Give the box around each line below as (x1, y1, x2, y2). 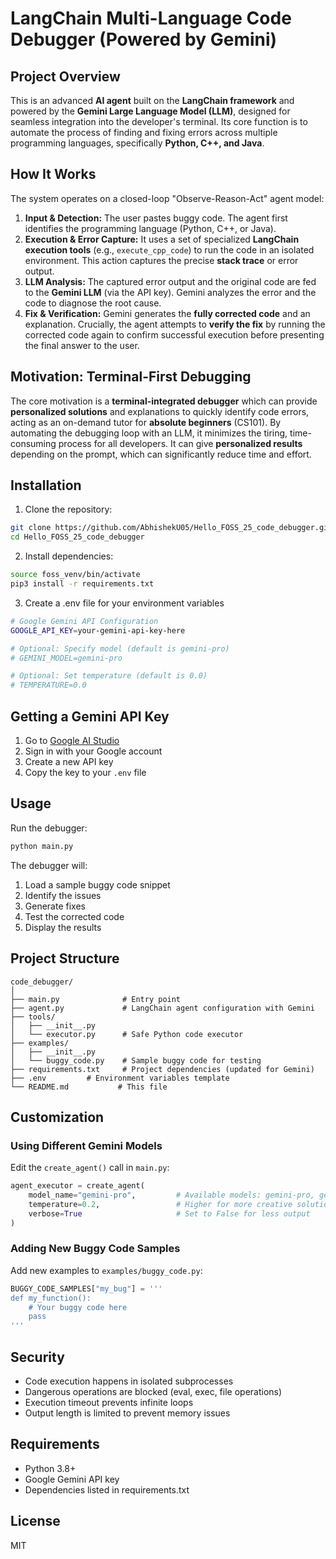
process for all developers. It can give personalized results (58, 437, 303, 449)
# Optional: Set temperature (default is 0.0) (10, 671, 208, 681)
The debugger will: (10, 859, 88, 871)
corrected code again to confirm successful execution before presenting (24, 328, 325, 341)
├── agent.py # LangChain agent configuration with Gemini (10, 1003, 315, 1013)
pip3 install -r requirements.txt (10, 579, 155, 589)
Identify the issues (24, 889, 102, 901)
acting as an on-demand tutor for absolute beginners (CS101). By (10, 416, 282, 428)
